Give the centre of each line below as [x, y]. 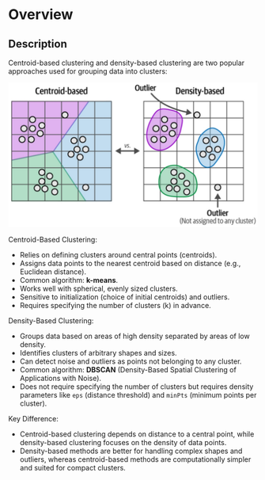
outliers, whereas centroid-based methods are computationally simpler [135, 459]
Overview [41, 15]
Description [38, 44]
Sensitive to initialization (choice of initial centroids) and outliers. [125, 297]
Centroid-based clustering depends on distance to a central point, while [137, 434]
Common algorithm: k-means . [69, 280]
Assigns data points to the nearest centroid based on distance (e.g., [130, 264]
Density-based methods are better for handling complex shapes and [131, 451]
